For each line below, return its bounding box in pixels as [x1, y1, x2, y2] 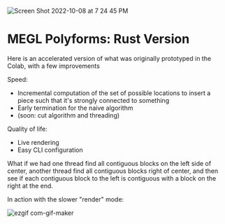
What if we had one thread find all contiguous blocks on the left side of [7, 159, 212, 167]
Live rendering [17, 138, 59, 146]
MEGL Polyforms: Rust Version [7, 31, 190, 47]
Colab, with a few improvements [7, 62, 100, 70]
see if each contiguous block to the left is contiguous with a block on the [7, 174, 217, 182]
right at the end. [7, 181, 54, 190]
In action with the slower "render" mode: [7, 195, 124, 203]
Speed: [7, 75, 28, 83]
